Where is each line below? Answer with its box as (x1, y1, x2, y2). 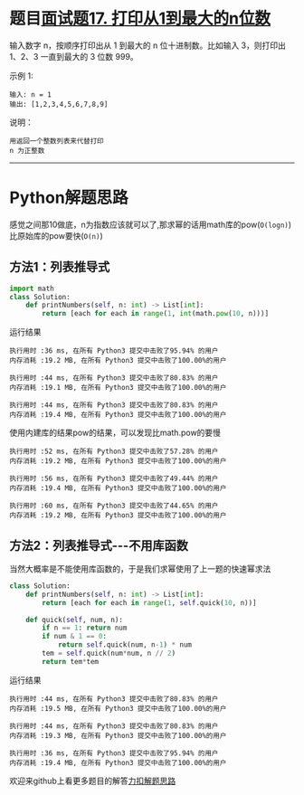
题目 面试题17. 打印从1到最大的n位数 (9, 8, 271, 29)
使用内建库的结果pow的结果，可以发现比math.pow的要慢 (9, 427, 222, 439)
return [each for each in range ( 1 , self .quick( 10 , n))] (42, 598, 257, 607)
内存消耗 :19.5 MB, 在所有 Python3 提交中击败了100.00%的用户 (9, 704, 227, 713)
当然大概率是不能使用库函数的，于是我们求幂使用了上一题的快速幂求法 (9, 563, 271, 574)
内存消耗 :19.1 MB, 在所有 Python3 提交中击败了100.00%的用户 (9, 383, 227, 393)
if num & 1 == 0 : (42, 632, 107, 641)
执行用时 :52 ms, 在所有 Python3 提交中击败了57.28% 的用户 (9, 447, 219, 457)
